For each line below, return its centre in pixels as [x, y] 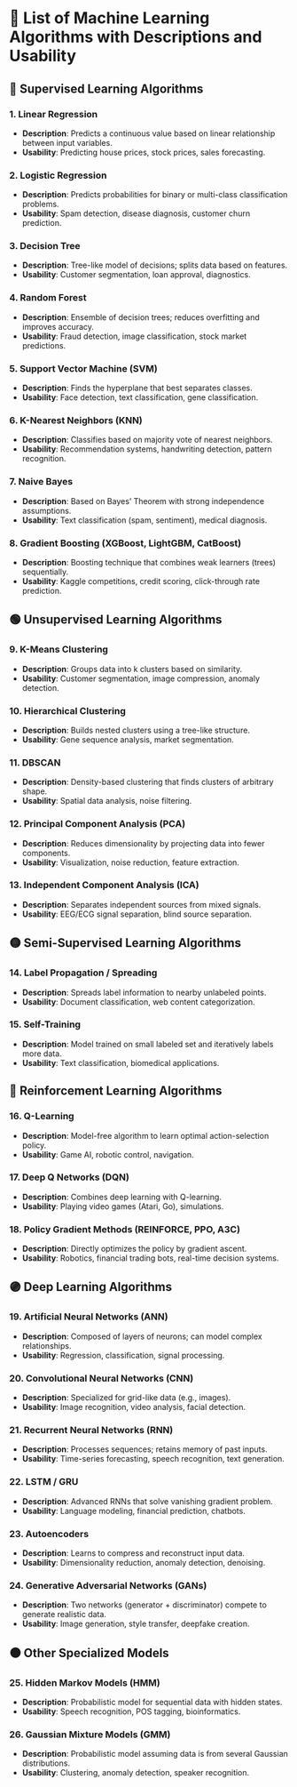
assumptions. [47, 510]
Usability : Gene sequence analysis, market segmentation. [128, 739]
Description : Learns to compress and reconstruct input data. [133, 1553]
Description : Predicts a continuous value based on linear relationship [148, 133]
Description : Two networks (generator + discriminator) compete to [145, 1605]
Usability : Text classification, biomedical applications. [121, 1062]
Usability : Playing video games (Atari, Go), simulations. [123, 1206]
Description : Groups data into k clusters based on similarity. [132, 669]
